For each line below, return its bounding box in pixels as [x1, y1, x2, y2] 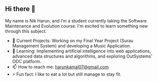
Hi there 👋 [5, 5, 36, 13]
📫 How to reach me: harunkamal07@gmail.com [12, 64, 109, 70]
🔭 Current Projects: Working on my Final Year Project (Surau [12, 38, 134, 43]
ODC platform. [12, 58, 42, 64]
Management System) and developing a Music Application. [12, 42, 131, 49]
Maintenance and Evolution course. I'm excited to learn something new [5, 23, 148, 29]
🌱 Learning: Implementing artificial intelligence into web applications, [12, 48, 151, 54]
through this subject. [5, 28, 47, 34]
